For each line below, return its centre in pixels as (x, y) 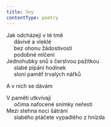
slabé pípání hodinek (40, 67)
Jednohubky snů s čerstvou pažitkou (53, 61)
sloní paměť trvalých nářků (47, 74)
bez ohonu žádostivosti (43, 48)
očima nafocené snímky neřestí (53, 104)
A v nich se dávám (30, 85)
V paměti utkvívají (29, 98)
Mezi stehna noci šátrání (37, 111)
